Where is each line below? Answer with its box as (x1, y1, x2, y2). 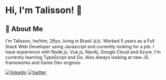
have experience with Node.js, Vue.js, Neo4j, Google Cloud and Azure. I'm (5, 49, 161, 55)
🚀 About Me (5, 25, 43, 33)
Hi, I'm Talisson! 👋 (5, 5, 82, 16)
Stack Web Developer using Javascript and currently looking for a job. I (5, 44, 154, 49)
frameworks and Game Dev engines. (5, 60, 82, 65)
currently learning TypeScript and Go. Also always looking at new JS (5, 54, 149, 60)
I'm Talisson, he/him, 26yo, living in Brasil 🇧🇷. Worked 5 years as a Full (5, 38, 155, 44)
